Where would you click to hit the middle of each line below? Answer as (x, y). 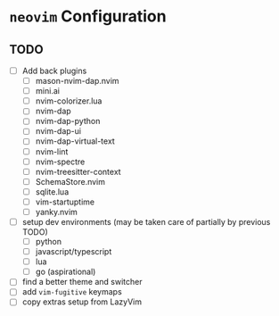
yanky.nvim (57, 212)
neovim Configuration (88, 17)
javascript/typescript (74, 252)
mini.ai (48, 91)
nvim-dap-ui (58, 131)
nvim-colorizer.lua (69, 101)
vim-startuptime (65, 202)
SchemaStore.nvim (70, 181)
